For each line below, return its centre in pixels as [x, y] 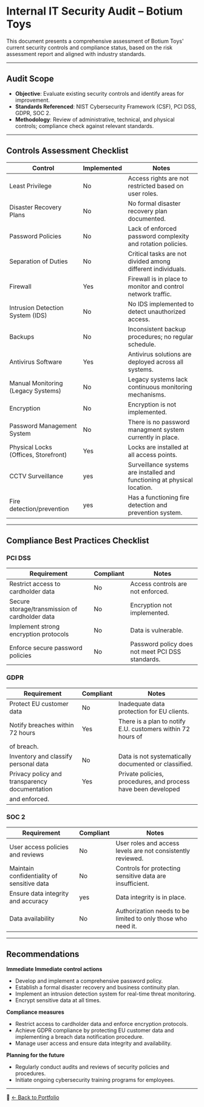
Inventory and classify [41, 756]
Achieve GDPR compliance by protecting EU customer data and [94, 1030]
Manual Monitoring [36, 383]
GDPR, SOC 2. [33, 113]
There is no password [159, 422]
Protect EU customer [39, 704]
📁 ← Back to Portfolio [33, 1097]
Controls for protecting [148, 868]
